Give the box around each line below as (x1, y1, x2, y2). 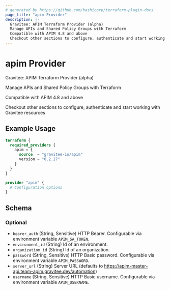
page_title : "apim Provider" (5, 12, 67, 17)
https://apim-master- (104, 263, 148, 269)
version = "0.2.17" (18, 157, 60, 162)
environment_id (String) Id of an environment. (12, 241, 108, 247)
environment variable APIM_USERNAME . (12, 279, 90, 285)
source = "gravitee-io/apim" (18, 152, 83, 157)
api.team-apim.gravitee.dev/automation (12, 268, 96, 274)
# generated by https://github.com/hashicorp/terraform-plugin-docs (5, 7, 154, 13)
